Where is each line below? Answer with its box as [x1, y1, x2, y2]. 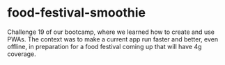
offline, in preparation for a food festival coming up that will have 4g [7, 42, 202, 50]
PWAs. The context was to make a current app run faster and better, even [7, 35, 218, 43]
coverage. [7, 50, 36, 58]
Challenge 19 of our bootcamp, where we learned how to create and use [7, 28, 215, 36]
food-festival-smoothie [7, 5, 146, 21]
